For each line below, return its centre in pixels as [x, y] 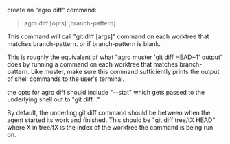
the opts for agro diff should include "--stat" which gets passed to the [106, 92]
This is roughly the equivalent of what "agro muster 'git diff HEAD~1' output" [115, 57]
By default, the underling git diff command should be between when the [109, 113]
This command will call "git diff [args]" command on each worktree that [108, 36]
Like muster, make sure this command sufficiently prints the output [125, 72]
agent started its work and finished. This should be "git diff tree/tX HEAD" [111, 120]
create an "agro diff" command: [52, 10]
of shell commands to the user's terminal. [66, 79]
